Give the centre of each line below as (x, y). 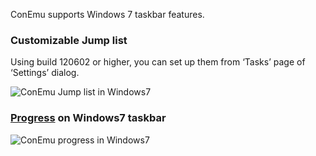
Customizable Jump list (69, 40)
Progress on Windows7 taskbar (88, 118)
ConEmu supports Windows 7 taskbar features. (107, 14)
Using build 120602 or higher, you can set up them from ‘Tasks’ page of (158, 62)
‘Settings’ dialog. (45, 73)
